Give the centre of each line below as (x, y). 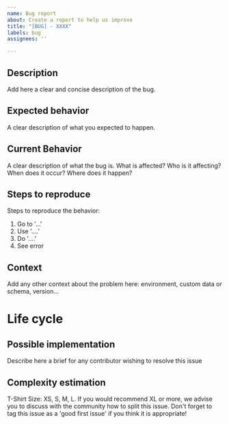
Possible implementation (61, 344)
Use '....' (28, 231)
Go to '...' (29, 224)
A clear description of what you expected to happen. (81, 127)
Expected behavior (48, 111)
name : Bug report (32, 13)
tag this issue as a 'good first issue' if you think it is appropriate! (97, 413)
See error (30, 246)
